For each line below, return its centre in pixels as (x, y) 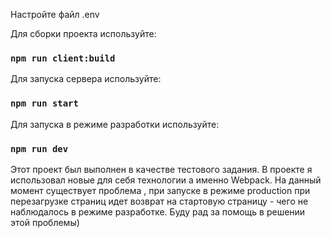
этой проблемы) (45, 222)
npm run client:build (63, 58)
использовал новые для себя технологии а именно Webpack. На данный (166, 180)
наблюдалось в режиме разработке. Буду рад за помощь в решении (158, 211)
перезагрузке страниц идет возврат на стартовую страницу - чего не (159, 201)
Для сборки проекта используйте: (83, 33)
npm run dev (39, 148)
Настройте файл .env (55, 14)
